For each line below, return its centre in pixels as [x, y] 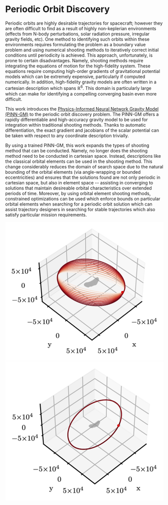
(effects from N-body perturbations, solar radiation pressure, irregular [77, 34]
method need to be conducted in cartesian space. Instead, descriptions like [83, 156]
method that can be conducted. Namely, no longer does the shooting [76, 150]
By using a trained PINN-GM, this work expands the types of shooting [77, 145]
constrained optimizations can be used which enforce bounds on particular [83, 198]
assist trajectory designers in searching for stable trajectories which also [80, 209]
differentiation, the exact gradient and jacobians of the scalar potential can [82, 130]
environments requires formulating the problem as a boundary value [75, 44]
